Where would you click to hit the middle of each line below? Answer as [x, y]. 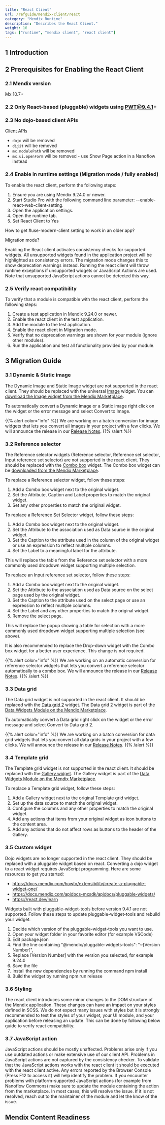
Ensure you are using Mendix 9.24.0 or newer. [59, 194]
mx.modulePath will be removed [43, 151]
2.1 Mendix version [28, 83]
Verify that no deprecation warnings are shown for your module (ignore [84, 335]
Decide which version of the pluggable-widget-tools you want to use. [82, 929]
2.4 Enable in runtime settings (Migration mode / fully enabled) [82, 174]
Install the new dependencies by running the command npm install [80, 971]
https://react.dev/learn [35, 899]
